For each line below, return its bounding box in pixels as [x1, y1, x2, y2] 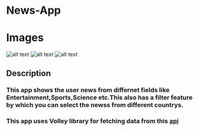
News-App [6, 4, 61, 17]
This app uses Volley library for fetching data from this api [6, 117, 179, 126]
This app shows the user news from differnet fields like [6, 86, 170, 95]
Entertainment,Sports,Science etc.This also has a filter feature [6, 93, 193, 102]
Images [6, 31, 44, 45]
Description [6, 68, 51, 78]
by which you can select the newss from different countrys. [6, 101, 184, 109]
